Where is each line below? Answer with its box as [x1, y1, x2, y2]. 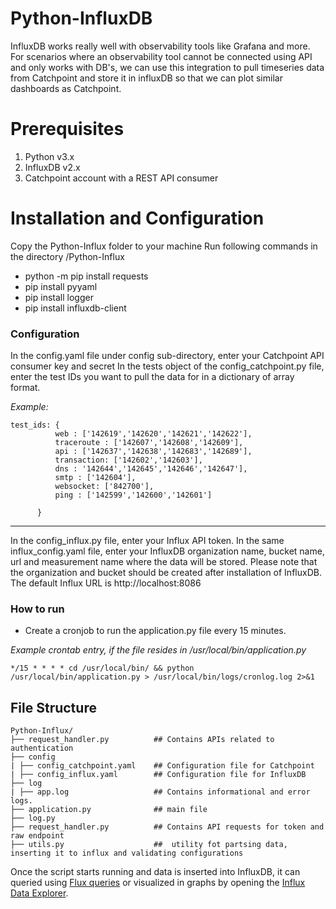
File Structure [10, 699, 97, 716]
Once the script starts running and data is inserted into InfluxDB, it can [10, 866, 301, 878]
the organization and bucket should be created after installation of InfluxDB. [10, 567, 322, 579]
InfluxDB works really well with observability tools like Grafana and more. [10, 40, 311, 52]
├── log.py [10, 813, 56, 824]
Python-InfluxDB [10, 7, 153, 30]
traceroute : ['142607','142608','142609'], [54, 438, 244, 448]
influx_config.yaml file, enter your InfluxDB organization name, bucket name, [10, 545, 325, 557]
